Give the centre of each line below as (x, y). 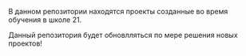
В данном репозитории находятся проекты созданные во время (118, 11)
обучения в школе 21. (45, 20)
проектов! (25, 43)
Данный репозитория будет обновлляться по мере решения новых (123, 35)
